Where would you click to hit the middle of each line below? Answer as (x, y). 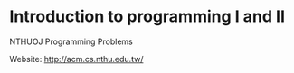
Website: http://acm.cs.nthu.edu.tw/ (76, 59)
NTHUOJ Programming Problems (71, 41)
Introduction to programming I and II (147, 17)
